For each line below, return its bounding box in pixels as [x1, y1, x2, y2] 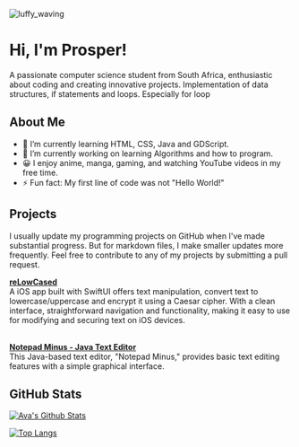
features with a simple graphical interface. [9, 360, 165, 372]
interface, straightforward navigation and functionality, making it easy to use [9, 305, 291, 316]
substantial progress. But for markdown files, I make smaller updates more [9, 240, 284, 250]
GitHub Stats [9, 386, 82, 401]
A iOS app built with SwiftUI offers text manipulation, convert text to [9, 285, 259, 296]
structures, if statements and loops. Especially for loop [9, 88, 210, 99]
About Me [9, 115, 65, 130]
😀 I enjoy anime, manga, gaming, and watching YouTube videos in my [21, 157, 281, 168]
